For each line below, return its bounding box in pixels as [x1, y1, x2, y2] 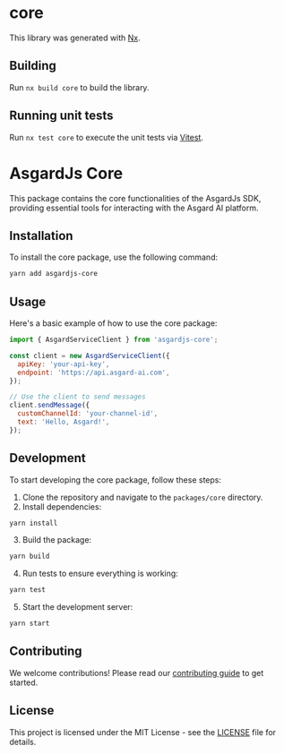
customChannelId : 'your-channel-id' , [17, 409, 159, 418]
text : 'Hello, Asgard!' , [17, 417, 110, 426]
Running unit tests [9, 108, 114, 124]
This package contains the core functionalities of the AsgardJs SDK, [9, 193, 262, 203]
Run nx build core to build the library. [9, 81, 150, 92]
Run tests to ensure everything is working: [22, 568, 179, 579]
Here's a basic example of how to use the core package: [9, 318, 218, 329]
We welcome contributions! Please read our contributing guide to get [9, 667, 264, 678]
